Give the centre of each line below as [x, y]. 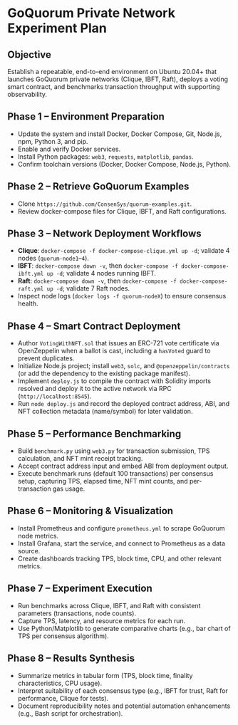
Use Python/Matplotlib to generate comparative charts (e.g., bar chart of [124, 628]
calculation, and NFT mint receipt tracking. [80, 459]
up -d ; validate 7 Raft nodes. [88, 288]
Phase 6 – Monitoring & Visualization [90, 511]
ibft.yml [31, 274]
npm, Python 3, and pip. [53, 141]
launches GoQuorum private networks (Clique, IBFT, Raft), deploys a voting [118, 79]
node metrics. [38, 536]
